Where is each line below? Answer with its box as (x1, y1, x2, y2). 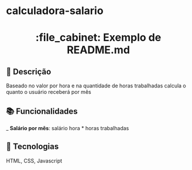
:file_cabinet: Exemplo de (35, 31, 162, 45)
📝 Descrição (6, 66, 52, 77)
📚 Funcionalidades (6, 106, 78, 116)
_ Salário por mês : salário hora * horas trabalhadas (6, 125, 129, 131)
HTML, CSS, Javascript (6, 157, 63, 164)
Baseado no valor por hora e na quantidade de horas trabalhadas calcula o (6, 82, 186, 89)
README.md (66, 43, 131, 57)
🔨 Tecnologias (6, 142, 59, 152)
